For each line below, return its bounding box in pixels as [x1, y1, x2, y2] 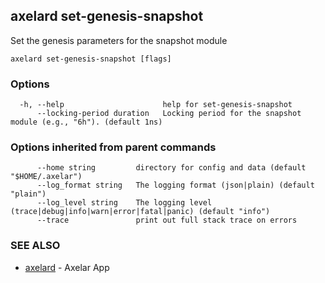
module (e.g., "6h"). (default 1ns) [10, 117, 163, 128]
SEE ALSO [10, 239, 61, 253]
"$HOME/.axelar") [10, 172, 83, 182]
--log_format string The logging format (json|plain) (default [36, 180, 315, 191]
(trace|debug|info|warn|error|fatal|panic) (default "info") [10, 207, 271, 217]
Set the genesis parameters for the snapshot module [10, 34, 228, 46]
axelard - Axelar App [24, 261, 110, 273]
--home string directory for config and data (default [36, 163, 307, 173]
